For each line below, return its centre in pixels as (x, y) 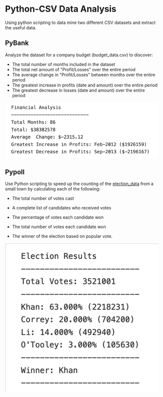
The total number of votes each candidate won (59, 227)
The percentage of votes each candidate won (58, 217)
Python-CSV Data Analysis (61, 9)
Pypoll (15, 172)
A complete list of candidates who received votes (62, 208)
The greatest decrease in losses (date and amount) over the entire (78, 90)
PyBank (17, 43)
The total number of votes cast (43, 198)
